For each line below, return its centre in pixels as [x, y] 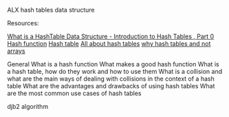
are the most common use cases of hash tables [74, 93]
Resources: [23, 23]
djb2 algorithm [28, 106]
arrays [16, 51]
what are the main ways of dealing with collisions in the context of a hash [111, 79]
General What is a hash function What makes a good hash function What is [113, 64]
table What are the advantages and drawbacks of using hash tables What [111, 86]
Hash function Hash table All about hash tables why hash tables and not [109, 43]
